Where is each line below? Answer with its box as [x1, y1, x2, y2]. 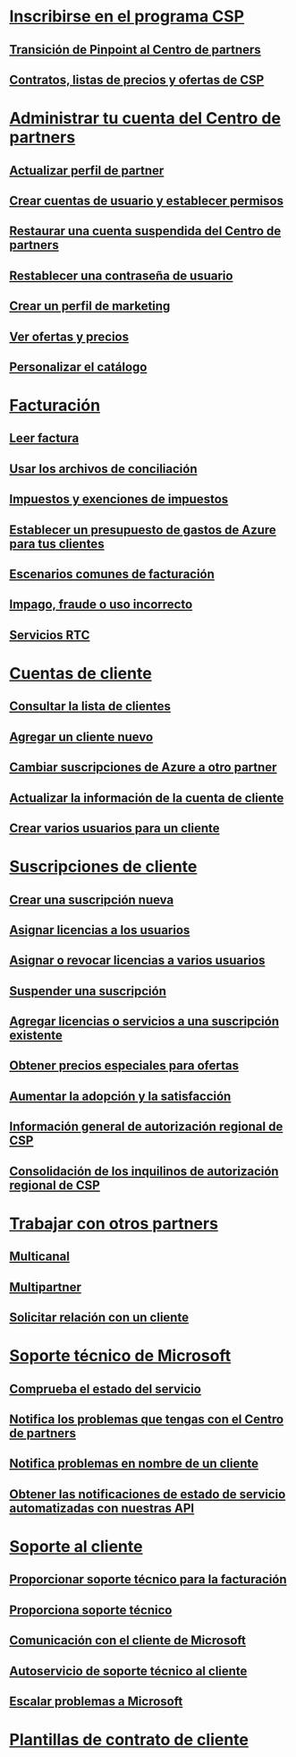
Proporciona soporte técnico [9, 1602, 173, 1617]
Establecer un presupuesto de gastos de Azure [9, 522, 277, 537]
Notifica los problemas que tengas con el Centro [9, 1411, 284, 1427]
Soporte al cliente [9, 1536, 143, 1556]
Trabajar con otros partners [9, 1213, 219, 1233]
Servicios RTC [9, 627, 90, 642]
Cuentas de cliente [9, 664, 152, 683]
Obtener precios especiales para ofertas [9, 1058, 240, 1074]
